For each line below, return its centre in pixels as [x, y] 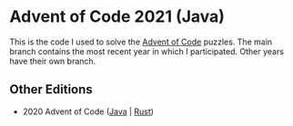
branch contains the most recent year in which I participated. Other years [147, 51]
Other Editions [51, 89]
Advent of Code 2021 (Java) [117, 17]
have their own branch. [53, 61]
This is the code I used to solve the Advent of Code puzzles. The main [141, 42]
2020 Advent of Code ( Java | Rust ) [88, 111]
